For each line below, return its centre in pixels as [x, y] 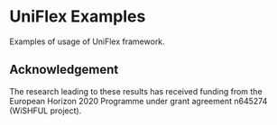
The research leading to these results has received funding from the [136, 91]
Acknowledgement [64, 70]
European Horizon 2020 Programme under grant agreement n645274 [138, 101]
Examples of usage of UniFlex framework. [87, 41]
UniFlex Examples [78, 17]
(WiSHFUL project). [46, 111]
